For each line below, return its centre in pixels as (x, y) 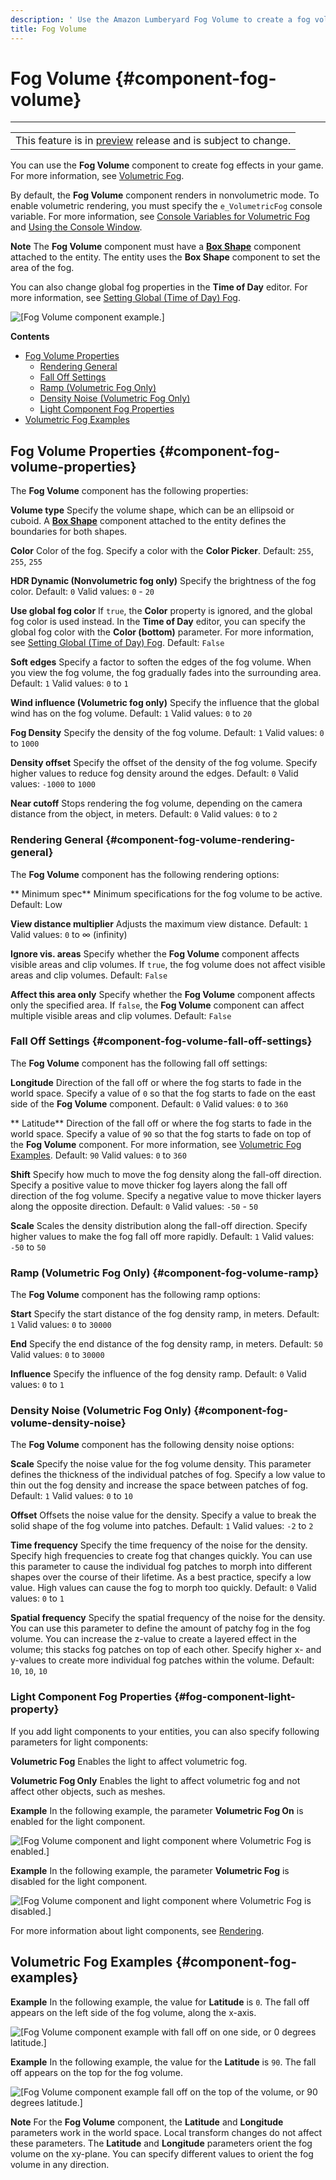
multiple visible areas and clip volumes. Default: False (121, 1015)
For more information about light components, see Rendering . (137, 1930)
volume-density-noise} (68, 1423)
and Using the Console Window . (76, 227)
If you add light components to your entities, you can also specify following (165, 1731)
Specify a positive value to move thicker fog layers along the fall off (149, 1185)
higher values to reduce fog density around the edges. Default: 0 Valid (154, 773)
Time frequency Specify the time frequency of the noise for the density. (159, 1545)
